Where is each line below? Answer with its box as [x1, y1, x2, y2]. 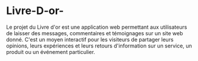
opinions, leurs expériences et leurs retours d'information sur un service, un [6, 42, 192, 49]
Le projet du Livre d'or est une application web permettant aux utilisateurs [6, 23, 187, 30]
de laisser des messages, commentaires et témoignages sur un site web [6, 29, 183, 36]
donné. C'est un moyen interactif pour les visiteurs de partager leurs [6, 36, 174, 43]
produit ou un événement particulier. [6, 48, 95, 55]
